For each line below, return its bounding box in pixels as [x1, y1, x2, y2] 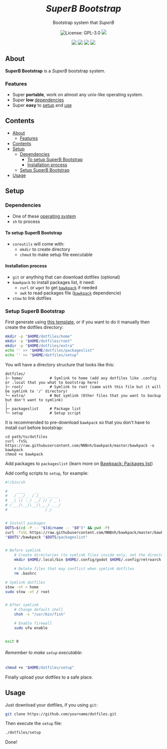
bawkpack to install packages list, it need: [12, 279, 95, 285]
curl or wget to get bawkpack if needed [19, 284, 98, 290]
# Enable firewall [14, 621, 52, 626]
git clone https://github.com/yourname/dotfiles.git [5, 712, 117, 717]
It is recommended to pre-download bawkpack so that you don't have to [5, 419, 150, 425]
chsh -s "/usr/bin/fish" [14, 612, 66, 617]
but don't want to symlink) [5, 397, 64, 402]
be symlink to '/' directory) [5, 389, 68, 394]
